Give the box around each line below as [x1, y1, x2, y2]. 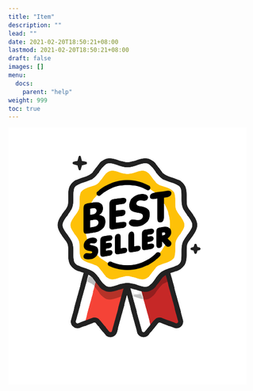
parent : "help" [22, 88, 73, 96]
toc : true [8, 104, 41, 112]
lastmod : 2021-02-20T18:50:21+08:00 [8, 46, 129, 55]
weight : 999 [8, 96, 48, 104]
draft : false [8, 55, 52, 63]
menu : [8, 71, 26, 79]
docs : [15, 79, 34, 87]
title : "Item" [8, 13, 56, 21]
